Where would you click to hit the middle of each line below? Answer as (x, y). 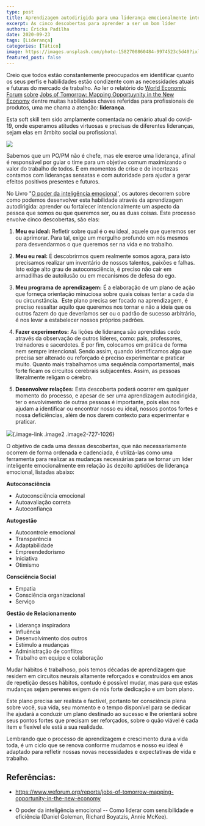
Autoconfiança (34, 509)
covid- (184, 119)
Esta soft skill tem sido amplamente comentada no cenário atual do (91, 119)
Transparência (33, 539)
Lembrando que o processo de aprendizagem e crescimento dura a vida (97, 739)
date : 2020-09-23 (28, 35)
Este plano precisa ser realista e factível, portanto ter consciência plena (96, 701)
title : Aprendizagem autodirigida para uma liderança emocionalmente (97, 18)
